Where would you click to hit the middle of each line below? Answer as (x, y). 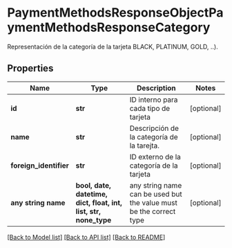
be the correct (153, 211)
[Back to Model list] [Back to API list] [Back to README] (86, 237)
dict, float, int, (99, 202)
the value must (153, 202)
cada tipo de (150, 108)
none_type (94, 220)
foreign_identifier (40, 166)
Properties (30, 68)
